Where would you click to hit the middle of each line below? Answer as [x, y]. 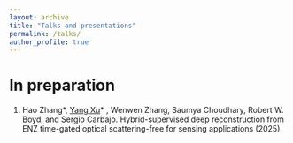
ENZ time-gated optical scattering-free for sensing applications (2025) [151, 129]
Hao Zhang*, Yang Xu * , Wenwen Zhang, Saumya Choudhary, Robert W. [153, 110]
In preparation [62, 86]
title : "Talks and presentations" [73, 26]
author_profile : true [49, 42]
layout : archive [39, 17]
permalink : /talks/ [45, 34]
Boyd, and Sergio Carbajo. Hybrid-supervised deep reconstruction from [153, 119]
